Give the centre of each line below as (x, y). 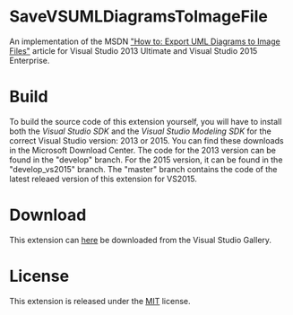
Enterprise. (30, 60)
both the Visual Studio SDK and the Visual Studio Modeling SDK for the (140, 131)
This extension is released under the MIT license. (100, 301)
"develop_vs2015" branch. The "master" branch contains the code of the (143, 169)
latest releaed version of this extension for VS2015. (103, 179)
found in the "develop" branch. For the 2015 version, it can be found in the (146, 160)
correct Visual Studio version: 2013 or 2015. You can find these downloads (146, 140)
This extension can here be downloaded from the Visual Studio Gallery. (140, 240)
